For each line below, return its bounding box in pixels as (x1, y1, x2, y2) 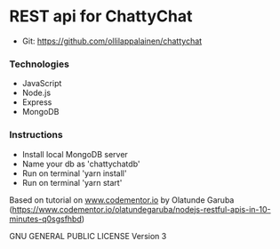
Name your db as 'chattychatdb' (21, 158, 140, 169)
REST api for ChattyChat (9, 6, 193, 27)
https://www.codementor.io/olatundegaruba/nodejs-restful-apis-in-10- (12, 204, 271, 214)
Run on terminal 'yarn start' (21, 177, 123, 188)
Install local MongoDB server (21, 149, 129, 159)
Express (21, 97, 52, 108)
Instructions (9, 129, 64, 141)
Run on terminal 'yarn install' (21, 167, 127, 179)
